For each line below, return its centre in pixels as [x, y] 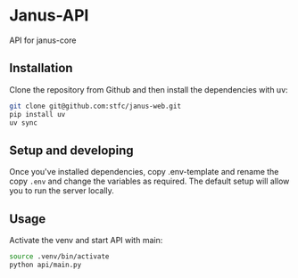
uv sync [24, 123]
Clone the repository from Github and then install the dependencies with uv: [149, 89]
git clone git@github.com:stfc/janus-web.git [95, 106]
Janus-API [49, 16]
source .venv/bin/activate [59, 257]
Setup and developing [71, 150]
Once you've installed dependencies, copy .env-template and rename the [144, 172]
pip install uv [37, 114]
